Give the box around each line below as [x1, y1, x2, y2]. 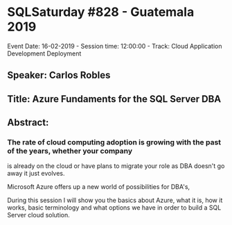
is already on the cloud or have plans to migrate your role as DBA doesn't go [7, 162, 225, 170]
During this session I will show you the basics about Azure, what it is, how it [7, 196, 223, 205]
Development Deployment [7, 49, 82, 58]
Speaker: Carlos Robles [7, 69, 111, 81]
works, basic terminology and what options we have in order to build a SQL [7, 203, 222, 212]
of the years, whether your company [7, 147, 133, 156]
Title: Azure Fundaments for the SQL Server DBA [7, 93, 222, 105]
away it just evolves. [7, 169, 65, 178]
